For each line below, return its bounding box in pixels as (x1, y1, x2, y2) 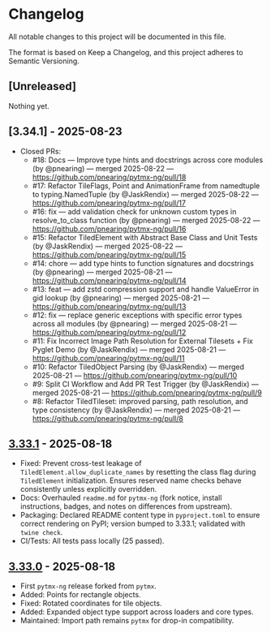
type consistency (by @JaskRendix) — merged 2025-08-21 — (32, 405, 241, 415)
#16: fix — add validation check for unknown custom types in (32, 206, 237, 216)
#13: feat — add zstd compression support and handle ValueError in (32, 284, 260, 294)
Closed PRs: (19, 146, 62, 156)
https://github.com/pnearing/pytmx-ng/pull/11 (32, 353, 185, 363)
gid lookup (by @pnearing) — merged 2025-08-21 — (32, 293, 210, 303)
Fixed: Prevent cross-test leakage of (19, 459, 142, 468)
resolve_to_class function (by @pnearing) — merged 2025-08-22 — (32, 215, 260, 225)
